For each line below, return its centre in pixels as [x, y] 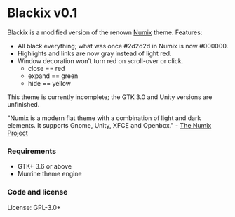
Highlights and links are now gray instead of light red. [94, 53]
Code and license [38, 192]
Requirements [32, 151]
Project [18, 133]
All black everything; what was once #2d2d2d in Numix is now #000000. [123, 46]
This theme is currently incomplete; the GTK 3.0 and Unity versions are [110, 97]
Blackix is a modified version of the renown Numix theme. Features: [105, 32]
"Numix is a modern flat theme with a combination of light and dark [104, 118]
